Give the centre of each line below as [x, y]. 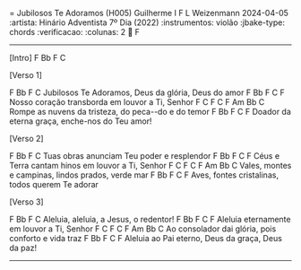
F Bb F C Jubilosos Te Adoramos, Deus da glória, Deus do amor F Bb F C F [147, 92]
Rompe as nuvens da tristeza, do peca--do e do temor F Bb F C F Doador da [150, 112]
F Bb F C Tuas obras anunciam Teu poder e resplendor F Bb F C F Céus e [145, 156]
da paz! [23, 248]
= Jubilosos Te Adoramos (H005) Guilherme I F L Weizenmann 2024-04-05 [149, 13]
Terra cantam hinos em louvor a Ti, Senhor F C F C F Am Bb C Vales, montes [150, 165]
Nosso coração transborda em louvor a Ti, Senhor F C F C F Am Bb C [137, 102]
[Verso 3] [26, 202]
